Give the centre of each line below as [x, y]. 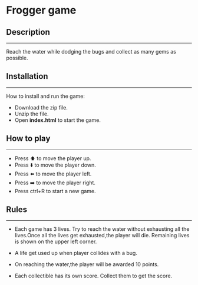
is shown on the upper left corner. [56, 241]
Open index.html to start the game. [58, 120]
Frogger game [41, 10]
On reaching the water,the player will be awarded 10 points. [87, 264]
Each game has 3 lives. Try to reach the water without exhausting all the [102, 229]
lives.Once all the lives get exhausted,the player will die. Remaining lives [102, 236]
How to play [28, 139]
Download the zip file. [41, 107]
